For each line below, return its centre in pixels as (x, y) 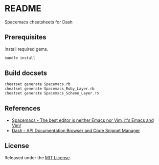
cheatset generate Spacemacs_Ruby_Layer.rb (50, 89)
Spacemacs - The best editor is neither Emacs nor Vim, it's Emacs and (83, 120)
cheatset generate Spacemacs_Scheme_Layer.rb (52, 93)
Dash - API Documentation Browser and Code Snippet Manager (76, 130)
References (23, 108)
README (23, 9)
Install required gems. (26, 49)
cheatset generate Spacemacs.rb (37, 84)
